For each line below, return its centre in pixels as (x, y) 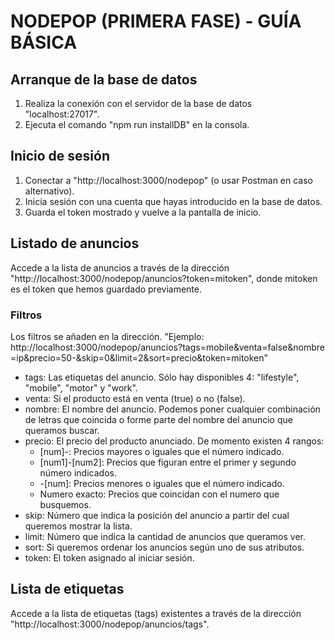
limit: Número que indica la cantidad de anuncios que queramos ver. (165, 536)
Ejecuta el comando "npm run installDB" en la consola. (137, 124)
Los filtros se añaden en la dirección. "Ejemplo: (107, 336)
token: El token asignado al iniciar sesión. (109, 557)
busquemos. (65, 504)
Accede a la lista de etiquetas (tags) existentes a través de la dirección (156, 613)
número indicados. (78, 472)
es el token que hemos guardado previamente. (106, 289)
